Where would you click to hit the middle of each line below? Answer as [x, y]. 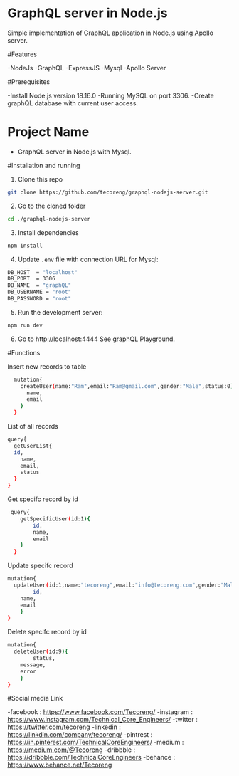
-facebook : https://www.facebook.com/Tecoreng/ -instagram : [100, 712]
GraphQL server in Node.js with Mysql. [74, 152]
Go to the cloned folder [52, 206]
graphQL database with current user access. [73, 103]
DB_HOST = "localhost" [43, 272]
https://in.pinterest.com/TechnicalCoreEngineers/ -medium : [96, 743]
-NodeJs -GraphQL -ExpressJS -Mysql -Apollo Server [87, 68]
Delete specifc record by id [47, 632]
